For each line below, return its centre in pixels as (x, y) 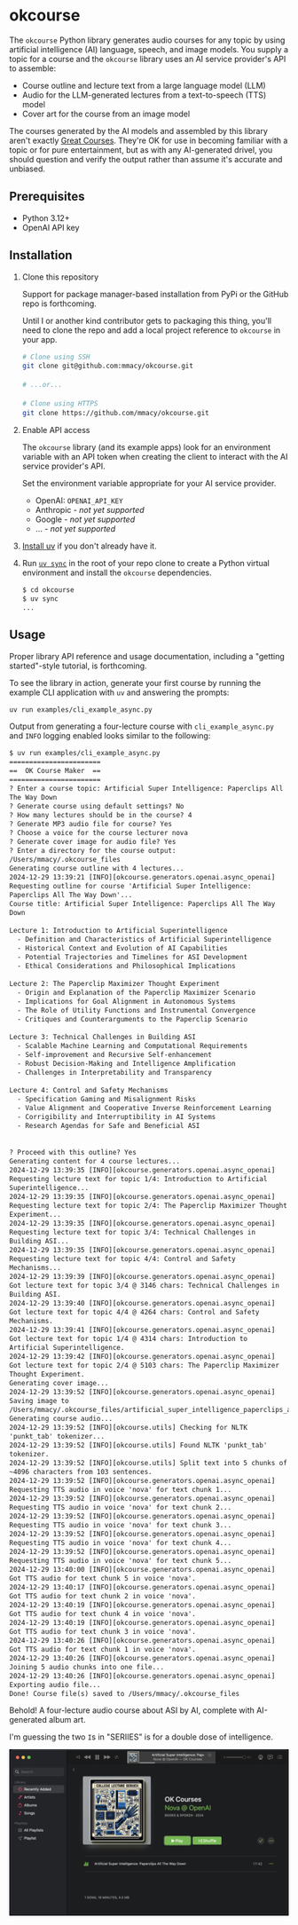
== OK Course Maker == (55, 771)
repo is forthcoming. (59, 304)
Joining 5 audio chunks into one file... (87, 1668)
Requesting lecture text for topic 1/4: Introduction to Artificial (138, 1179)
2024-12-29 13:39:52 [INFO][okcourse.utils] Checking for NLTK (129, 1428)
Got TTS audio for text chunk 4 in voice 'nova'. (103, 1614)
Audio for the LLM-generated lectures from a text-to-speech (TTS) (144, 95)
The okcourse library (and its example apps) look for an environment (146, 447)
